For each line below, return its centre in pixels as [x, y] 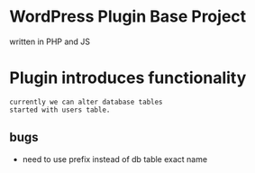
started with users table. [60, 110]
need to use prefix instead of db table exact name [115, 159]
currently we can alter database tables [87, 102]
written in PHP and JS [50, 41]
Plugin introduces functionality [128, 78]
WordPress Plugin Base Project [128, 17]
